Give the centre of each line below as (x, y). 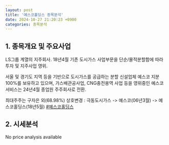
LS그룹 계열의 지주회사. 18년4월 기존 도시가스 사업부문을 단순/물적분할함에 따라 (84, 60)
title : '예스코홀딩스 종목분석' (35, 15)
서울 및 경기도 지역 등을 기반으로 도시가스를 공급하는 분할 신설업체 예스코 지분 (82, 77)
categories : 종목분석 (26, 24)
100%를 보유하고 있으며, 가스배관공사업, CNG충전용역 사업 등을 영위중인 (78, 83)
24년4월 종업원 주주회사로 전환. (55, 89)
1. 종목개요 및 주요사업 (38, 46)
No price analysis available (34, 137)
